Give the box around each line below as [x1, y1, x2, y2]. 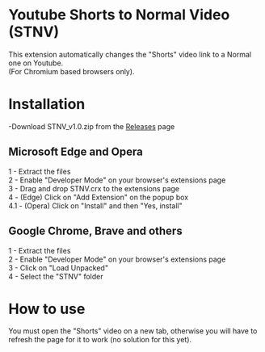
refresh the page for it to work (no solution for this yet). [8, 335, 192, 345]
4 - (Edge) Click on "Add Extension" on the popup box [8, 192, 188, 202]
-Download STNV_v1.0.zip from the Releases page [8, 121, 175, 131]
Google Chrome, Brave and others [8, 224, 183, 238]
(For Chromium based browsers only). [8, 66, 135, 76]
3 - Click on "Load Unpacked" [8, 262, 109, 272]
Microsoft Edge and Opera [8, 145, 143, 159]
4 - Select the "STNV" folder [8, 271, 103, 281]
